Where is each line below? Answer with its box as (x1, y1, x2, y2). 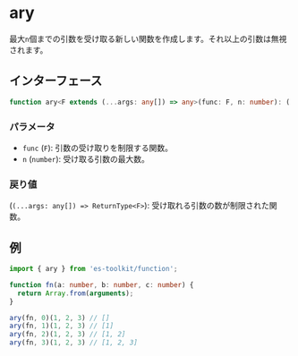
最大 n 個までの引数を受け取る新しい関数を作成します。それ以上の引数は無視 (9, 33, 287, 44)
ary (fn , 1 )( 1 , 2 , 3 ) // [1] (9, 321, 115, 331)
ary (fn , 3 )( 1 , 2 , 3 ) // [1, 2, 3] (9, 338, 139, 347)
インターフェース (9, 73, 103, 89)
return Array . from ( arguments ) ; (17, 289, 134, 298)
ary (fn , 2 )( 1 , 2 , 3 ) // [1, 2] (9, 330, 126, 339)
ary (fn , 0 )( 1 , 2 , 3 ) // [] (9, 313, 110, 322)
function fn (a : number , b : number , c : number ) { (9, 280, 194, 289)
